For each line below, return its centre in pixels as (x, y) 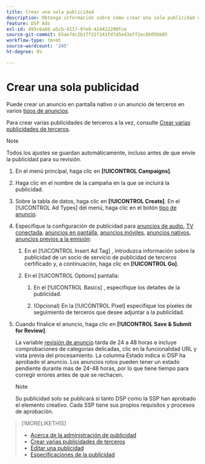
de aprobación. (34, 411)
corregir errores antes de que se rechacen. (69, 375)
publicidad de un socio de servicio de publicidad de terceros (100, 257)
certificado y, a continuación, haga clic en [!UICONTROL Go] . (101, 264)
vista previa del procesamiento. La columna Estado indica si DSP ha (100, 355)
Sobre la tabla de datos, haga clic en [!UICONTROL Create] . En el (97, 201)
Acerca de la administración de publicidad (83, 435)
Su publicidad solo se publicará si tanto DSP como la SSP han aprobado (106, 398)
